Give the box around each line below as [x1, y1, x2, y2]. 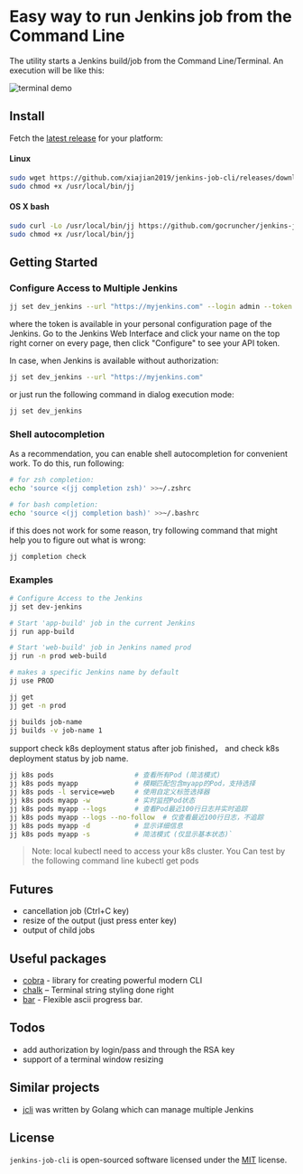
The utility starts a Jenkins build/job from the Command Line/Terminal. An [9, 55, 284, 66]
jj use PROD [9, 676, 54, 685]
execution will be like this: [9, 65, 106, 76]
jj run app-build [9, 627, 75, 636]
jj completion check [9, 552, 87, 561]
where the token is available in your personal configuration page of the [9, 319, 272, 330]
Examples [9, 573, 54, 586]
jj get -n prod [9, 701, 67, 710]
